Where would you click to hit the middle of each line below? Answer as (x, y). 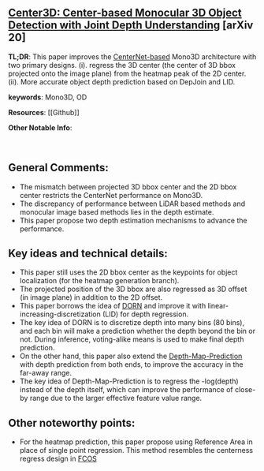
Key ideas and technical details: (88, 254)
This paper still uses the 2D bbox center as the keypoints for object (128, 272)
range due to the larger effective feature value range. (116, 398)
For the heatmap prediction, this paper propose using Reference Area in (136, 442)
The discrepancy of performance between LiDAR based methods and (132, 204)
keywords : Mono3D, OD (48, 97)
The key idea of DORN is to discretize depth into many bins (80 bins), (132, 323)
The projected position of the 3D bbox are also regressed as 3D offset (133, 289)
